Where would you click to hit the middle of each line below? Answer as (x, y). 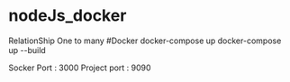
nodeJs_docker (68, 16)
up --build (27, 50)
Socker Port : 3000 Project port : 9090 (80, 68)
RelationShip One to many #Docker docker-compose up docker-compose (145, 41)
